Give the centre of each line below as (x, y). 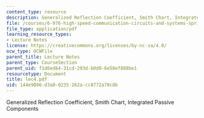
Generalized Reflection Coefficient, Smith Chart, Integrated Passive (90, 102)
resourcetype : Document (36, 74)
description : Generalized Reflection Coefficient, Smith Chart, (89, 18)
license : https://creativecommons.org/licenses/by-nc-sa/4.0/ (87, 46)
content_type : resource (36, 12)
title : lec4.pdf (27, 79)
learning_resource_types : (39, 34)
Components (22, 109)
